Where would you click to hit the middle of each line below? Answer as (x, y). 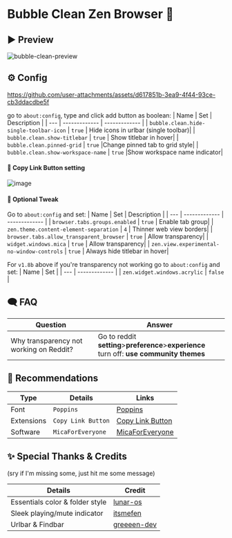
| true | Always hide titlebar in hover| (117, 251)
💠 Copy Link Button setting (46, 168)
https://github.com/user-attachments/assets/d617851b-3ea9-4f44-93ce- (112, 94)
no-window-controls (35, 252)
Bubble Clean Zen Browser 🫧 (90, 14)
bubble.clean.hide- (177, 123)
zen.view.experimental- (185, 245)
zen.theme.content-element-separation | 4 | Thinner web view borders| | (110, 229)
